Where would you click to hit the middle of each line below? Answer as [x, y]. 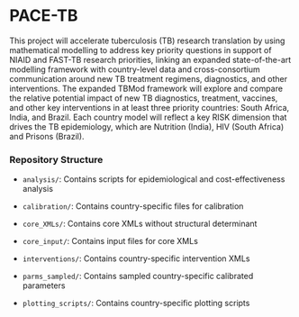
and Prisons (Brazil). [47, 136]
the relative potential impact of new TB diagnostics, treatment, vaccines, [144, 98]
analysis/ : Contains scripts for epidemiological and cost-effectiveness [154, 179]
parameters [44, 285]
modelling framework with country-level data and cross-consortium [135, 69]
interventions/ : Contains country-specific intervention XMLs [136, 258]
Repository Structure [56, 159]
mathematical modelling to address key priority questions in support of [140, 50]
